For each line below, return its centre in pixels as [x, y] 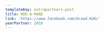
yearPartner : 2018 [24, 23]
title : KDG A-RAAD [24, 14]
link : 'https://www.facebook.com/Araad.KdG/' [53, 18]
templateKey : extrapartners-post [40, 9]
